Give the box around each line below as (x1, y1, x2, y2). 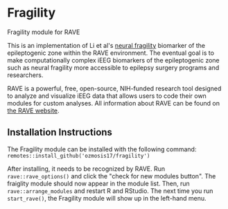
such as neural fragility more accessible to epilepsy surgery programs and (7, 63, 220, 72)
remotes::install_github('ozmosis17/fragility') (7, 152, 150, 159)
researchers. (7, 71, 44, 79)
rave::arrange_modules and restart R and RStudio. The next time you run (7, 186, 213, 195)
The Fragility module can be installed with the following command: (7, 144, 197, 153)
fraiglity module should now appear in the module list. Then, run (7, 179, 190, 187)
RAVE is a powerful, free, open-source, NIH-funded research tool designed (7, 84, 222, 92)
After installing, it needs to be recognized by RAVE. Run (7, 165, 166, 173)
